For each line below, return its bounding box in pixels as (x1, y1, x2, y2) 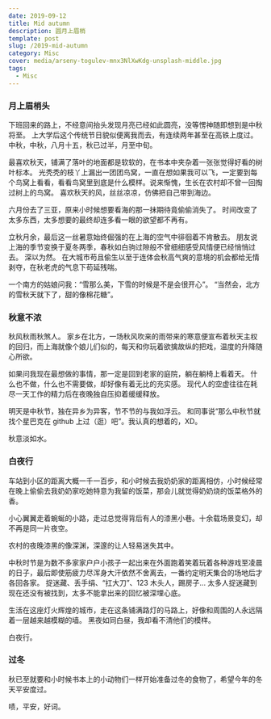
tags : (8, 65, 27, 73)
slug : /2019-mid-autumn (8, 42, 89, 50)
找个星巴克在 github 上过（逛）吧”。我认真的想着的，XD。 (8, 417, 202, 427)
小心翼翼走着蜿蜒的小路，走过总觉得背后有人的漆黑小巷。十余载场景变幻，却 (8, 513, 263, 523)
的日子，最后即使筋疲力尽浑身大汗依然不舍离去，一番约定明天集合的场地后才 (8, 567, 263, 578)
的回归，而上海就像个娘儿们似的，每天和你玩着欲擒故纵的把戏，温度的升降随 (8, 342, 263, 351)
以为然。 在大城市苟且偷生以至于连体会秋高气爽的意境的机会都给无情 (31, 252, 260, 262)
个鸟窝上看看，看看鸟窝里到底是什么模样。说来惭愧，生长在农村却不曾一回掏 (8, 177, 263, 187)
